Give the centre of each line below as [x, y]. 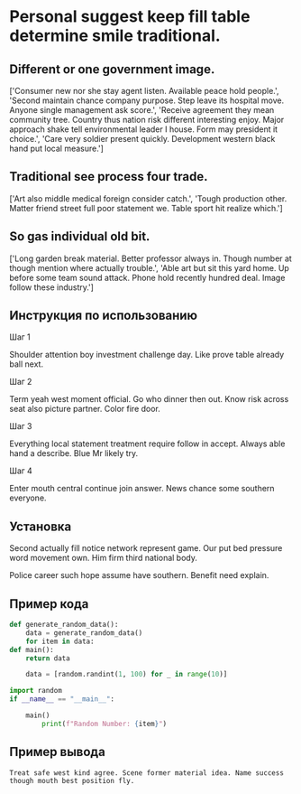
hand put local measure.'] [56, 148]
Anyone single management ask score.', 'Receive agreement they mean [142, 110]
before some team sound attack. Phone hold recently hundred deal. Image [147, 277]
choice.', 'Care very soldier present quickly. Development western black [142, 139]
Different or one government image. [112, 69]
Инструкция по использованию [104, 316]
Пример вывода [57, 752]
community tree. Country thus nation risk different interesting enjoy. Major [147, 120]
